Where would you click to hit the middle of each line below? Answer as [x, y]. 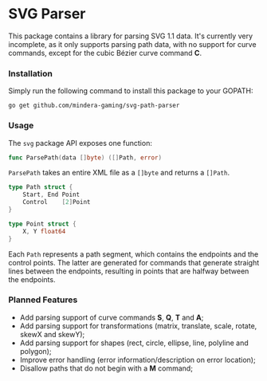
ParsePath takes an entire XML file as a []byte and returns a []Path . [119, 173]
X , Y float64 [44, 231]
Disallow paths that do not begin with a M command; [106, 368]
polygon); [35, 351]
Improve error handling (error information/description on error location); [138, 359]
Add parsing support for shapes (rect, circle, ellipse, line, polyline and [134, 343]
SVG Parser [47, 14]
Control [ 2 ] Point [57, 202]
